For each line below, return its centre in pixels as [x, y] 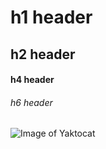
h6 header [31, 102]
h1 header [51, 17]
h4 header [32, 80]
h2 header [43, 54]
